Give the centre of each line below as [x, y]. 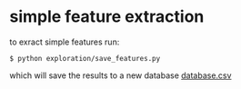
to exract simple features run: [65, 42]
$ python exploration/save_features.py [85, 58]
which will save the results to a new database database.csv [120, 75]
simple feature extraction [107, 17]
